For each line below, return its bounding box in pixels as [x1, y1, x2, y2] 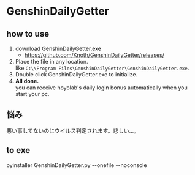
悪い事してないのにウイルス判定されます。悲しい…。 [6, 127, 140, 134]
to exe [6, 145, 31, 155]
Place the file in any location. [15, 58, 88, 65]
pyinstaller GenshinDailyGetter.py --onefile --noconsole [6, 161, 147, 169]
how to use [6, 29, 50, 39]
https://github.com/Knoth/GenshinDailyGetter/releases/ [24, 51, 164, 59]
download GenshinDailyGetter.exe [15, 45, 101, 52]
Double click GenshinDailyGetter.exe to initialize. [15, 71, 138, 78]
